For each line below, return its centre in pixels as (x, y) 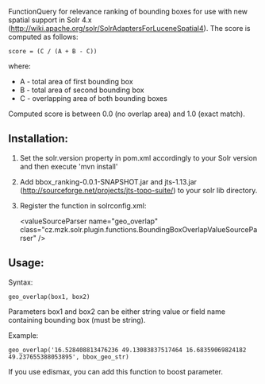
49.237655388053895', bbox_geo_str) (69, 357)
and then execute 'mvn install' (69, 166)
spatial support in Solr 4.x (50, 20)
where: (20, 66)
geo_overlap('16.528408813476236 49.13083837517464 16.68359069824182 (127, 350)
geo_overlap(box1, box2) (49, 297)
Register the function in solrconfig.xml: (83, 205)
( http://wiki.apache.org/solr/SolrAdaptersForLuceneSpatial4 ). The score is (130, 28)
